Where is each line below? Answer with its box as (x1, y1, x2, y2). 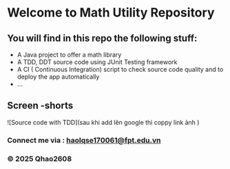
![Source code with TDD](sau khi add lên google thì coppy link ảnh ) (7, 118, 200, 126)
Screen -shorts (7, 100, 74, 112)
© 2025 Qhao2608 (7, 154, 72, 163)
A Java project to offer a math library (17, 50, 122, 59)
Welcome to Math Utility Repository (7, 5, 215, 21)
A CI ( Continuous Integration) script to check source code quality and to (17, 66, 224, 73)
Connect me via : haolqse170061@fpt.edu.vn (7, 135, 161, 145)
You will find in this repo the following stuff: (7, 32, 198, 44)
